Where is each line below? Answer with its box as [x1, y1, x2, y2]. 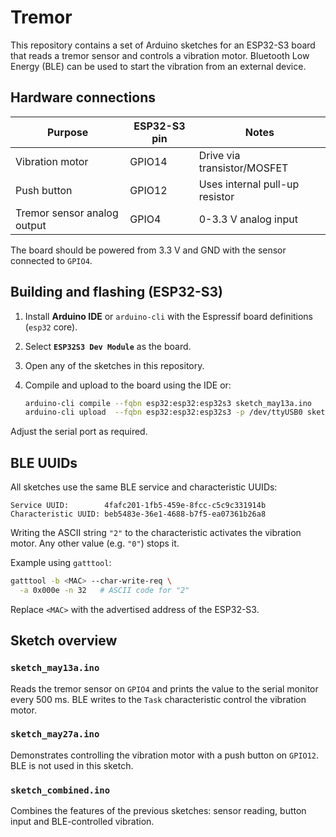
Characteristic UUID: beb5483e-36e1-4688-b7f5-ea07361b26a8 [10, 509, 267, 520]
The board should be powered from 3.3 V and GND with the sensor [10, 244, 287, 256]
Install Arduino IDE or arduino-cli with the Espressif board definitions [24, 310, 313, 322]
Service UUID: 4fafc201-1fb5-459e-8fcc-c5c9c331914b [10, 501, 267, 511]
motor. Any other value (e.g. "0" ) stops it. [10, 537, 180, 550]
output [15, 218, 47, 232]
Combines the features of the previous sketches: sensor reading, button [10, 805, 307, 817]
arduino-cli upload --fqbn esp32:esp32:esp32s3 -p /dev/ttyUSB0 [24, 407, 303, 418]
